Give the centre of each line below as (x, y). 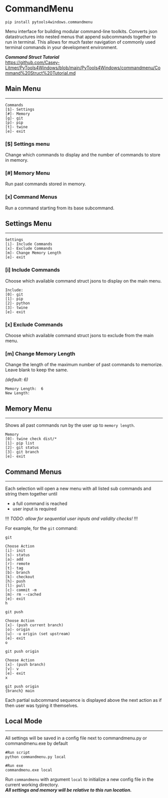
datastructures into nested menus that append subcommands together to (81, 37)
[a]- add (14, 559)
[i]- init (15, 551)
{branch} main (20, 691)
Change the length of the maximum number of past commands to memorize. (84, 365)
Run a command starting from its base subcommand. (60, 208)
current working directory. (32, 784)
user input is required (34, 508)
